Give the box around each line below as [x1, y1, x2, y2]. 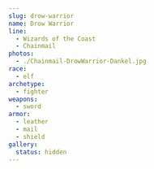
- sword [15, 102, 42, 110]
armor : [8, 110, 31, 119]
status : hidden [15, 148, 67, 156]
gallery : [8, 140, 38, 149]
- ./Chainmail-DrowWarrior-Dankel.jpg [15, 58, 148, 66]
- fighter [15, 87, 49, 96]
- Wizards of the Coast [15, 34, 96, 43]
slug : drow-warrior [8, 11, 75, 20]
